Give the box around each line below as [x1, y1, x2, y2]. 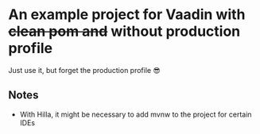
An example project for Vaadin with [8, 6, 246, 24]
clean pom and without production [8, 22, 241, 40]
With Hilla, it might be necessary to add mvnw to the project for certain [19, 109, 252, 119]
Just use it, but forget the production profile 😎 [8, 65, 161, 75]
